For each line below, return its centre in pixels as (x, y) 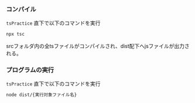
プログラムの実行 (30, 70)
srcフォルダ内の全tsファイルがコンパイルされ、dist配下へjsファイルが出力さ (98, 46)
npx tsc (16, 34)
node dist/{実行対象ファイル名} (42, 95)
